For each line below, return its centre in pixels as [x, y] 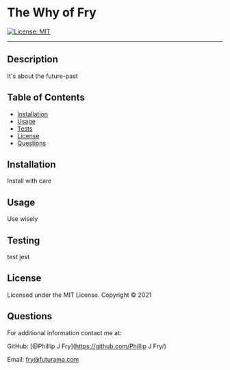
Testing [24, 240]
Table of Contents [46, 97]
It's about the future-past [43, 76]
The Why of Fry [52, 13]
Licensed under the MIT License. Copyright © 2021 [79, 295]
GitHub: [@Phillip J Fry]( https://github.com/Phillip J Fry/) [87, 346]
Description [33, 60]
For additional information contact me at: [64, 332]
